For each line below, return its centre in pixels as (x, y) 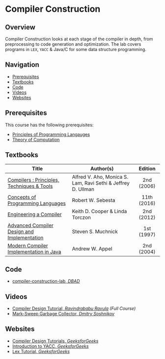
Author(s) (102, 169)
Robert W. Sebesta (94, 200)
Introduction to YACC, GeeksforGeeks (50, 346)
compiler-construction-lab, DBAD (46, 281)
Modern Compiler (28, 246)
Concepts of (22, 197)
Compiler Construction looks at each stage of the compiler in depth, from (79, 39)
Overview (20, 27)
